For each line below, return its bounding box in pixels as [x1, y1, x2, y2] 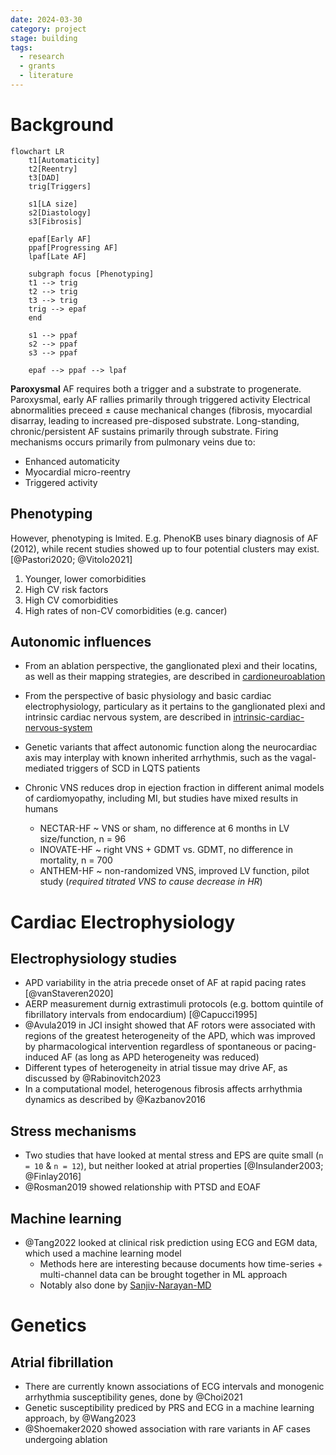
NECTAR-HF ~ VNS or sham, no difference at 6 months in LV [39, 822, 290, 835]
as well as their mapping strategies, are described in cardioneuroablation [24, 671, 326, 683]
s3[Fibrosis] [28, 216, 83, 226]
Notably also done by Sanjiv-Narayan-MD [39, 1279, 212, 1291]
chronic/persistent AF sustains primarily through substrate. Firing [10, 425, 279, 437]
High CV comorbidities [24, 594, 119, 606]
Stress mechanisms [10, 1122, 137, 1140]
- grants [19, 61, 56, 71]
